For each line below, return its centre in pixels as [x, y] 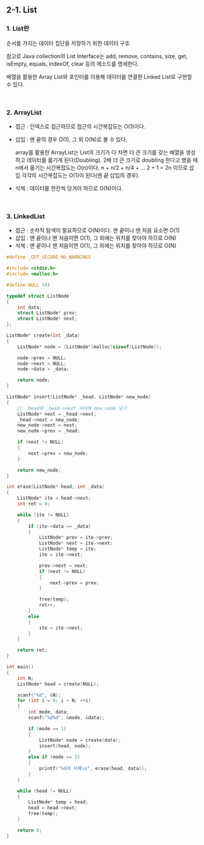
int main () [20, 667]
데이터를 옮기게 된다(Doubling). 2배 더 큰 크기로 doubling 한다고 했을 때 [112, 160]
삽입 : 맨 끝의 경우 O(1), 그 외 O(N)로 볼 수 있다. [71, 139]
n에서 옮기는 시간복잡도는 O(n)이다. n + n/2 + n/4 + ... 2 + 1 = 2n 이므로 [101, 167]
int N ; [26, 678]
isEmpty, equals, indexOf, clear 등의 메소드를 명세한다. [72, 64]
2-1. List [22, 10]
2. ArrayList [24, 112]
